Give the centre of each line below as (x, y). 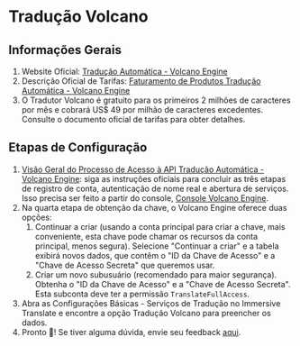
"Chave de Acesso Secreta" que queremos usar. (125, 265)
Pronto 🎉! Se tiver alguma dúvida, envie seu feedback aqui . (131, 332)
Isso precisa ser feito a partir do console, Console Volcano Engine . (145, 198)
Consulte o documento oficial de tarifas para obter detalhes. (133, 119)
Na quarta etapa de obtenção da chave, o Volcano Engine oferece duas (154, 207)
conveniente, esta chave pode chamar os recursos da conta (146, 236)
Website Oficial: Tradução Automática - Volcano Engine (124, 71)
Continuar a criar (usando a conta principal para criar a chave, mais (160, 226)
